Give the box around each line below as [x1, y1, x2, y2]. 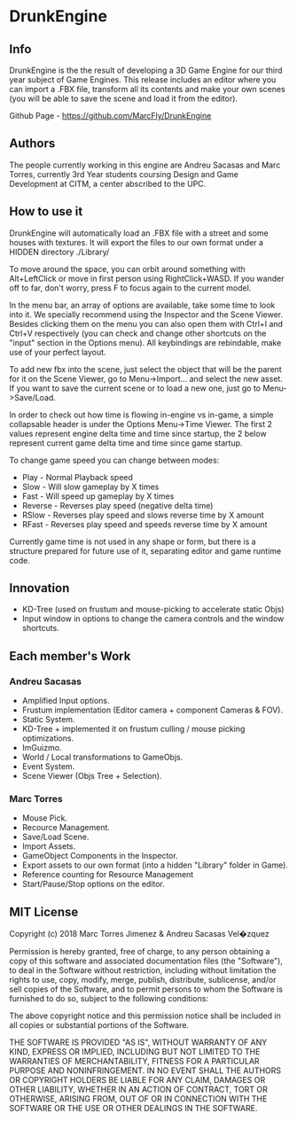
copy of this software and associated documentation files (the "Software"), [9, 955, 284, 967]
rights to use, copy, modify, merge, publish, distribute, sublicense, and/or [9, 975, 277, 985]
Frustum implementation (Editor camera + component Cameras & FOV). [21, 705, 284, 715]
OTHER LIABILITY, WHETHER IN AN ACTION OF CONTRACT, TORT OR [9, 1084, 268, 1095]
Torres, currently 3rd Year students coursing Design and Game [9, 168, 239, 179]
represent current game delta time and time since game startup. [9, 437, 243, 448]
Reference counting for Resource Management [21, 869, 194, 880]
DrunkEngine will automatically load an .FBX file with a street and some [9, 228, 269, 238]
